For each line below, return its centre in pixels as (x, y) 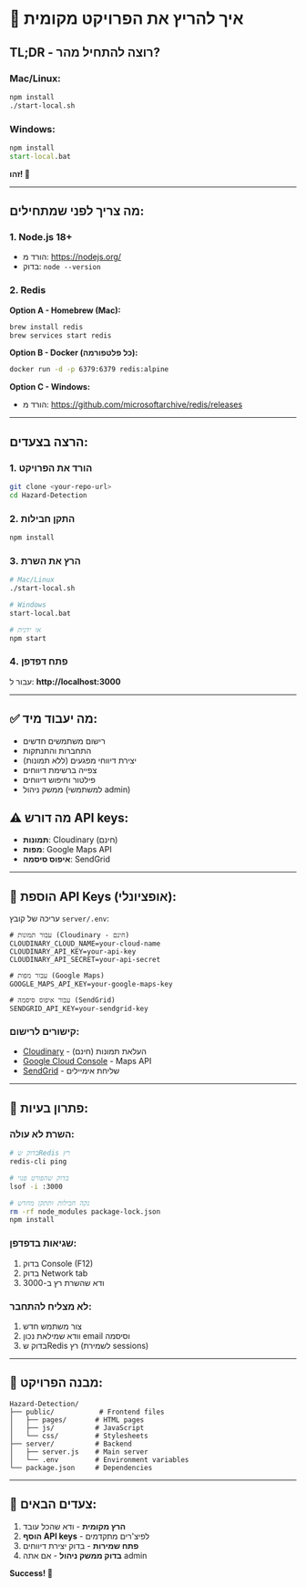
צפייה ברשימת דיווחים (60, 769)
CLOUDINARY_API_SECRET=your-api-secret (85, 960)
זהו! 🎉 (20, 173)
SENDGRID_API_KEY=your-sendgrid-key (79, 1009)
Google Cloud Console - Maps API (87, 1061)
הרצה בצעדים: (49, 442)
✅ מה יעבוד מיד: (54, 719)
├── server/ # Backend (71, 1444)
